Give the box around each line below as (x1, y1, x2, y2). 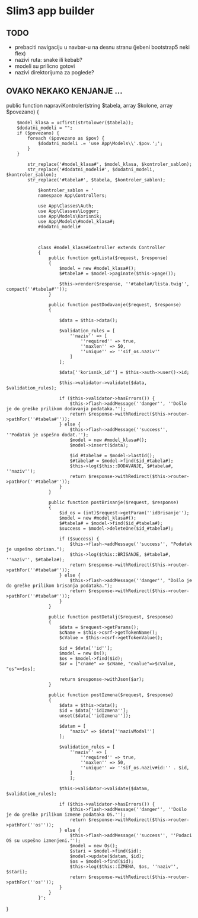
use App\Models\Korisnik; (37, 213, 102, 219)
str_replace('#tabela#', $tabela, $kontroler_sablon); (27, 177, 166, 183)
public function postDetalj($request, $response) (48, 614, 174, 620)
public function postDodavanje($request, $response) (48, 301, 182, 307)
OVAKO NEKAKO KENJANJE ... (6, 86, 123, 96)
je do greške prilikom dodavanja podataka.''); (6, 405, 126, 411)
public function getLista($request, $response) (48, 254, 168, 261)
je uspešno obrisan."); (6, 546, 65, 552)
